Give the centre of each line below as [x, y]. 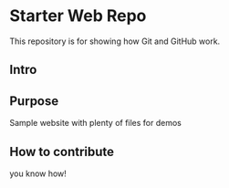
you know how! [38, 173]
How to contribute [62, 151]
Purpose [34, 101]
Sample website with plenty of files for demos [96, 123]
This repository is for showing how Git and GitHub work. [115, 41]
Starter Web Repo [78, 16]
